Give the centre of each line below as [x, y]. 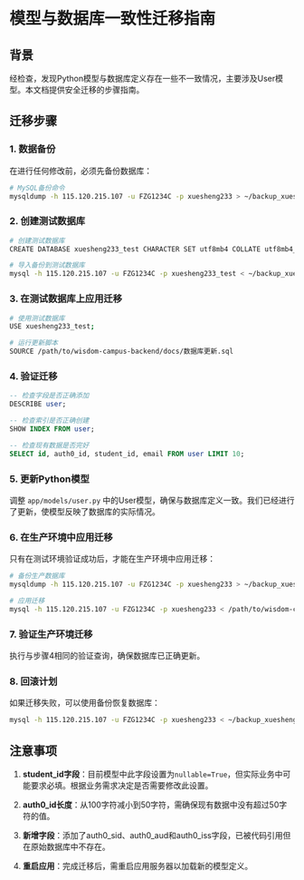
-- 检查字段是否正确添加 [49, 396]
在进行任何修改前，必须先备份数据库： [81, 171]
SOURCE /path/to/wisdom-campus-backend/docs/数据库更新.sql [121, 352]
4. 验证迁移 [33, 376]
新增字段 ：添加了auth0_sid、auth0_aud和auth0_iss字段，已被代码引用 [152, 835]
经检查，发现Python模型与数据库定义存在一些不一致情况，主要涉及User [142, 78]
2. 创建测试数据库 [47, 221]
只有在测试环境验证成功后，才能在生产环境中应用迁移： [112, 559]
